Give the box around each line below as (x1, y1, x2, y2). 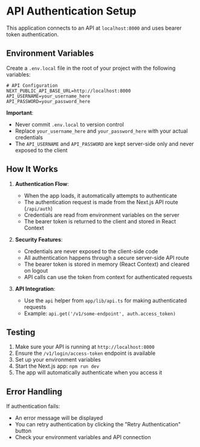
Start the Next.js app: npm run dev (15, 362, 100, 370)
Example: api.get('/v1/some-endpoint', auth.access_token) (24, 310, 176, 317)
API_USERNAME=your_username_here (6, 93, 91, 99)
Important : (6, 109, 34, 116)
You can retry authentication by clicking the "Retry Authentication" (15, 421, 181, 428)
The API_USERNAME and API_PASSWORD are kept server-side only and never (15, 140, 195, 147)
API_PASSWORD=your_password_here (6, 98, 91, 104)
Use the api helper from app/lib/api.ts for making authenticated (24, 297, 187, 304)
